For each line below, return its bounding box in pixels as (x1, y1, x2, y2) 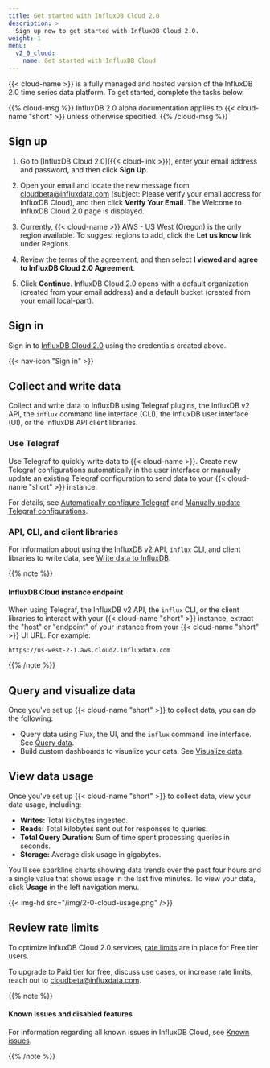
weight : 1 (8, 34, 42, 43)
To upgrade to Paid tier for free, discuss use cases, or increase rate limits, (8, 967, 253, 976)
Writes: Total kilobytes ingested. (19, 815, 129, 825)
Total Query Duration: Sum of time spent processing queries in (19, 832, 231, 842)
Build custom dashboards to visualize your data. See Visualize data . (19, 746, 244, 755)
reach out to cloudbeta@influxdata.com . (8, 975, 142, 985)
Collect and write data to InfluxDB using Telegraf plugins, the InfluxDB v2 (8, 400, 251, 411)
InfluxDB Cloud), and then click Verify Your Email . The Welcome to (19, 197, 243, 207)
